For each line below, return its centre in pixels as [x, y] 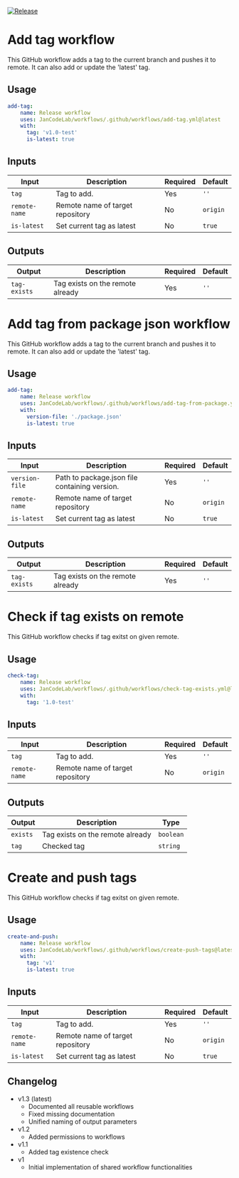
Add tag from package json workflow [119, 324]
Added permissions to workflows [77, 1137]
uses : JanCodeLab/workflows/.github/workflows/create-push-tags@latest [128, 950]
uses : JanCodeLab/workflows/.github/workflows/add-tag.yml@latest [121, 119]
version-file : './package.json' [74, 417]
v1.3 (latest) [34, 1099]
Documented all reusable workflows [81, 1106]
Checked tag [64, 846]
